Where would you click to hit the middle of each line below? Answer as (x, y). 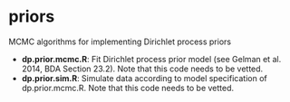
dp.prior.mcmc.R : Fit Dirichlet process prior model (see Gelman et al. (151, 59)
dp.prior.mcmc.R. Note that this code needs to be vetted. (128, 88)
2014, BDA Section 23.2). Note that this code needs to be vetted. (142, 69)
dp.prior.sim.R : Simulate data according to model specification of (145, 78)
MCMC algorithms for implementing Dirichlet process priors (120, 42)
